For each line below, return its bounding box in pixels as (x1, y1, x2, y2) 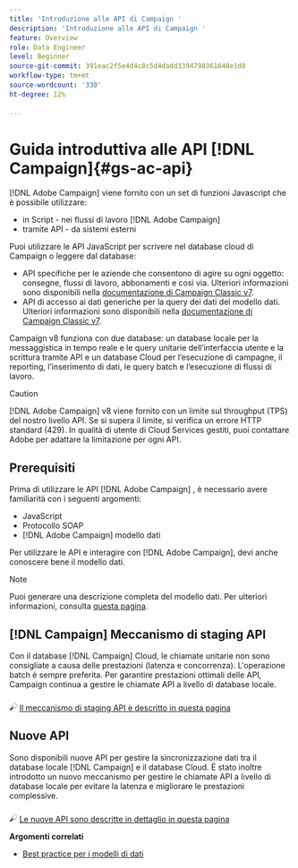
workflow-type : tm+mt (9, 72, 90, 81)
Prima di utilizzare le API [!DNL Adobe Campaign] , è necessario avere (9, 484, 268, 495)
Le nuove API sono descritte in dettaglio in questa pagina (19, 813, 230, 824)
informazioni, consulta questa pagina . (9, 600, 149, 612)
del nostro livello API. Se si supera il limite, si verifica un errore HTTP (9, 415, 262, 426)
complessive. (9, 790, 58, 801)
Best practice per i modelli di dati (21, 848, 144, 859)
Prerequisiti (9, 460, 76, 475)
